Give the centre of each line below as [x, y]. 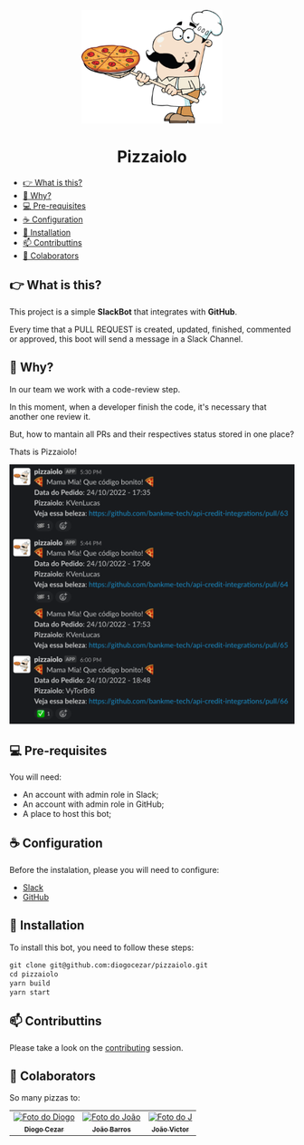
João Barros [111, 1130]
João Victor [171, 1130]
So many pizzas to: [45, 1098]
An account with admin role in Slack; [90, 795]
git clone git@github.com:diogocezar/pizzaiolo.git [109, 965]
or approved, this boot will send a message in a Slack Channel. [126, 339]
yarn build [30, 983]
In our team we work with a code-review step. [95, 389]
